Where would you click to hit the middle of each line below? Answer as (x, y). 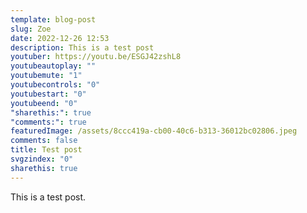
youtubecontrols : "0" (55, 85)
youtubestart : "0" (48, 94)
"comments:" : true (48, 122)
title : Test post (46, 150)
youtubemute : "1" (46, 76)
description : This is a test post (82, 47)
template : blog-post (53, 19)
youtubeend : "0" (44, 103)
